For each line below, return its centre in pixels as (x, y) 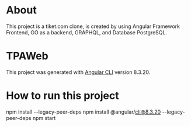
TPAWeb (27, 56)
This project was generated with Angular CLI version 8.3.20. (78, 72)
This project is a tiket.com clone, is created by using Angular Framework (93, 26)
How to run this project (63, 96)
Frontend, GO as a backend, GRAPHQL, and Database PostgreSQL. (87, 32)
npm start (44, 118)
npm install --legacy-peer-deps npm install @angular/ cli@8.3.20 (84, 112)
